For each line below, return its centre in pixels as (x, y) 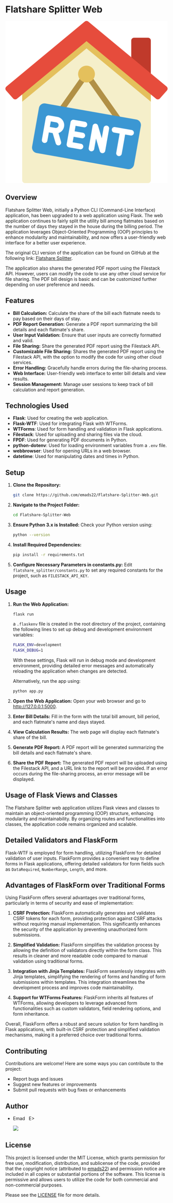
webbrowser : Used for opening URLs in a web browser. (72, 451)
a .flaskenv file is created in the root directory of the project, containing (89, 624)
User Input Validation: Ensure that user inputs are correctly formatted (87, 335)
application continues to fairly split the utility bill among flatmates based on (85, 221)
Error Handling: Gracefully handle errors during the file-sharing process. (90, 368)
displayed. (24, 779)
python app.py (28, 691)
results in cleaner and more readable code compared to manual (80, 956)
